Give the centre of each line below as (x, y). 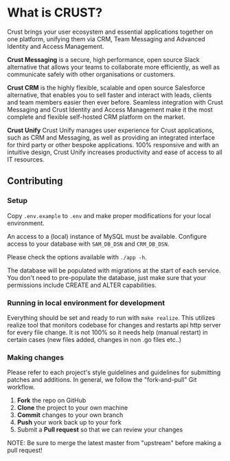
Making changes (35, 357)
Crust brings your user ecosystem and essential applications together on (110, 32)
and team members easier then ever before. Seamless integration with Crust (115, 102)
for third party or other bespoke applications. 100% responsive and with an (113, 144)
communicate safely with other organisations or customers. (91, 74)
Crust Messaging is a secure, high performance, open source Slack (104, 59)
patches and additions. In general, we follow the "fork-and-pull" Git (102, 380)
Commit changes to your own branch (70, 415)
